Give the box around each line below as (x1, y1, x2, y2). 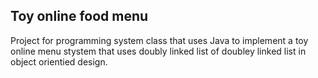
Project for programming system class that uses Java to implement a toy (10, 34, 309, 46)
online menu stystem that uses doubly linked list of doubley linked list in (10, 45, 307, 57)
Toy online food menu (10, 8, 149, 25)
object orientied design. (10, 55, 108, 68)
